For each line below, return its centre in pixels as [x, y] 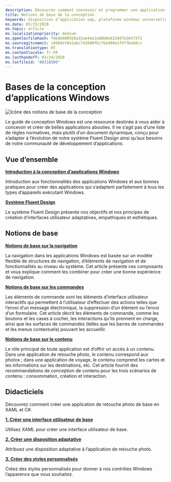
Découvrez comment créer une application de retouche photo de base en [82, 404]
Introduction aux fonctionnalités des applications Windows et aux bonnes [82, 182]
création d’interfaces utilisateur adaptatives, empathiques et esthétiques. [82, 217]
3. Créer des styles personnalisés [41, 459]
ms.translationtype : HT [31, 48]
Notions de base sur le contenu [39, 339]
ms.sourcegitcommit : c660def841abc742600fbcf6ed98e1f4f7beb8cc [74, 43]
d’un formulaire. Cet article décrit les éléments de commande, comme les [82, 313]
